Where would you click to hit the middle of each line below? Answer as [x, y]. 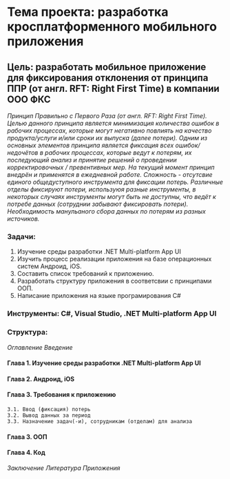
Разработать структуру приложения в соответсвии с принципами [114, 281]
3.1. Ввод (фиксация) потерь [49, 409]
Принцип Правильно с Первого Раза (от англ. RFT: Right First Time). [107, 116]
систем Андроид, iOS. [49, 266]
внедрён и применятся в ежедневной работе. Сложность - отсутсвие [110, 175]
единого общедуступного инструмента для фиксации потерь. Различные [115, 182]
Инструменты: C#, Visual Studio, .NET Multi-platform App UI [112, 314]
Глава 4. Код [27, 453]
